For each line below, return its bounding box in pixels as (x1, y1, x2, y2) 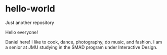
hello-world (5, 3, 56, 14)
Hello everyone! (5, 29, 38, 35)
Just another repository (5, 19, 55, 25)
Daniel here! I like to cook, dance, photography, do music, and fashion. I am (5, 38, 162, 45)
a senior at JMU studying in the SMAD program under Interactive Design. (5, 44, 158, 50)
